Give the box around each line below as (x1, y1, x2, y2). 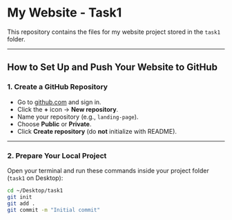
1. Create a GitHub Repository (7, 82, 108, 92)
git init (7, 193, 32, 201)
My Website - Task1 (7, 5, 122, 21)
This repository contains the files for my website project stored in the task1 (7, 28, 221, 36)
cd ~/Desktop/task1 (7, 187, 64, 194)
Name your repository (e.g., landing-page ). (17, 112, 139, 121)
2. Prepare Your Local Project (7, 150, 107, 160)
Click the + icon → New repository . (17, 105, 119, 113)
